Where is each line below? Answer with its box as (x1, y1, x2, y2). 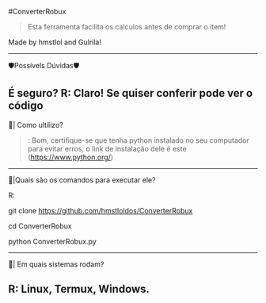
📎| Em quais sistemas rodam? (8, 259, 104, 269)
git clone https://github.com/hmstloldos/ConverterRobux (8, 205, 193, 215)
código (8, 99, 44, 113)
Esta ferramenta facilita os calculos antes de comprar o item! (27, 22, 226, 31)
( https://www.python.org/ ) (27, 152, 113, 162)
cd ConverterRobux (8, 221, 73, 231)
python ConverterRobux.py (8, 236, 97, 246)
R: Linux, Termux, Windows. (8, 282, 150, 296)
